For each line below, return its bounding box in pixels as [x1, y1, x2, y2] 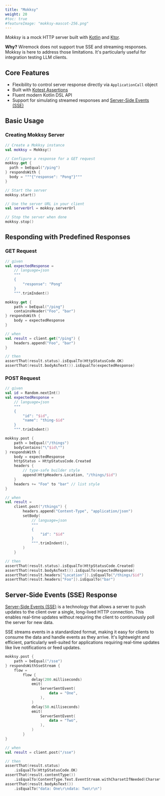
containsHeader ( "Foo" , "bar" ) [14, 309, 76, 314]
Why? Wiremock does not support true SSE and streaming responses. [5, 44, 147, 50]
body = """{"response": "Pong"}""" [9, 175, 82, 179]
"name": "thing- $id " [23, 418, 65, 423]
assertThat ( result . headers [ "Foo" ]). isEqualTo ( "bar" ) [5, 577, 115, 582]
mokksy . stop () [5, 219, 34, 224]
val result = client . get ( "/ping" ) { [5, 336, 80, 341]
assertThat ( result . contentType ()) [5, 772, 76, 777]
